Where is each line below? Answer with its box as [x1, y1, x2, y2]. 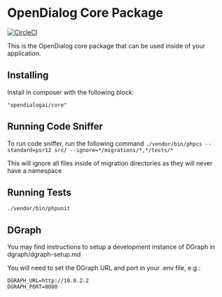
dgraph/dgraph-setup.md [7, 250, 81, 258]
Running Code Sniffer [7, 120, 104, 132]
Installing [7, 69, 49, 81]
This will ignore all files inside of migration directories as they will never [7, 159, 213, 167]
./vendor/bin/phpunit [7, 205, 71, 212]
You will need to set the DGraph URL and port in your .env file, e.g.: [7, 264, 201, 272]
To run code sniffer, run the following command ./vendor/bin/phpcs [7, 139, 202, 148]
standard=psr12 [7, 146, 52, 153]
